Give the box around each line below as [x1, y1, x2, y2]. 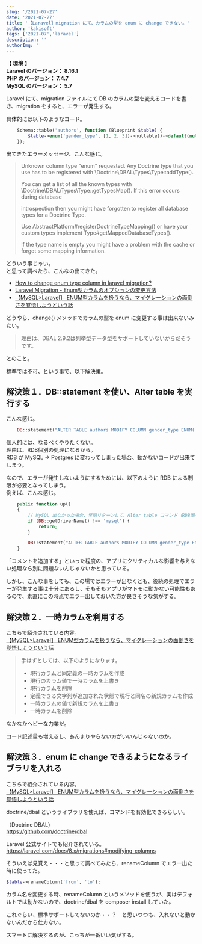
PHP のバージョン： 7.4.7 [6, 75, 69, 82]
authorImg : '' [6, 43, 42, 49]
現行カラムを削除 [29, 685, 73, 692]
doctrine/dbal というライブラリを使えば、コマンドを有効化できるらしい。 [6, 808, 189, 815]
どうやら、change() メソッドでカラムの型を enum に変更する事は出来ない [6, 314, 189, 321]
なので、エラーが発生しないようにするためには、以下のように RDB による [6, 474, 188, 481]
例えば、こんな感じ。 [6, 489, 59, 496]
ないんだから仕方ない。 [6, 918, 64, 925]
